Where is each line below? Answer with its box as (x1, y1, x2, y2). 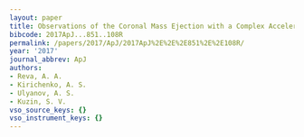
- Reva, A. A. (9, 72, 63, 81)
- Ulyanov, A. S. (9, 88, 75, 97)
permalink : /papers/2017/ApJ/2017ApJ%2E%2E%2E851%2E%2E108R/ (9, 38, 245, 48)
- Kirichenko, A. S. (9, 80, 88, 89)
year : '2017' (9, 47, 59, 56)
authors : (9, 64, 43, 73)
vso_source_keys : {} (9, 105, 88, 114)
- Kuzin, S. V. (9, 96, 67, 106)
